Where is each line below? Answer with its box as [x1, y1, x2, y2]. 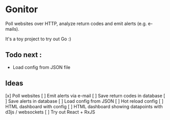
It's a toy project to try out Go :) [5, 36, 71, 42]
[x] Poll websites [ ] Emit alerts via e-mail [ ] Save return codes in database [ [5, 92, 165, 99]
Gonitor [5, 4, 38, 15]
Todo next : [5, 51, 42, 59]
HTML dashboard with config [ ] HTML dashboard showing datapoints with [5, 103, 163, 109]
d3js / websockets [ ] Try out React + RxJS [5, 109, 95, 115]
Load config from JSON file [12, 64, 70, 70]
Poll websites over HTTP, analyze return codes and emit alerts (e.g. [5, 20, 147, 27]
